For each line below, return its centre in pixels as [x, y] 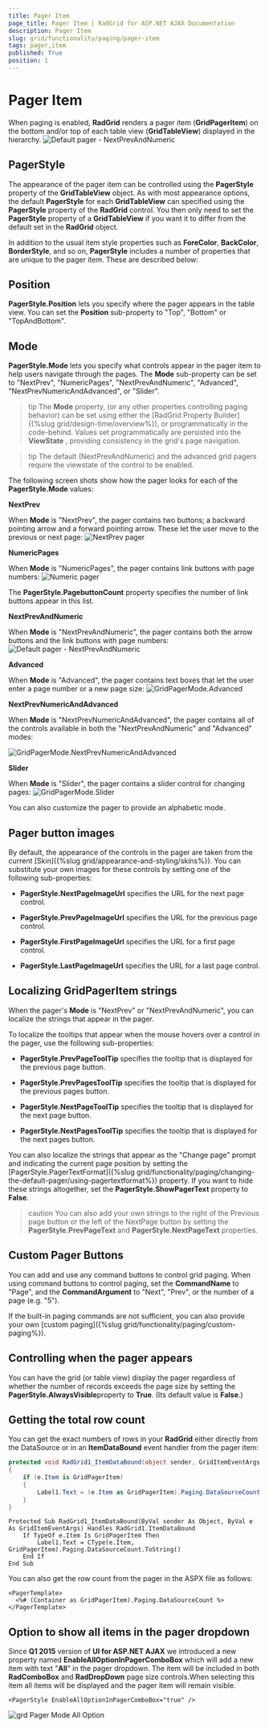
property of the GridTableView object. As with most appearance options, [129, 193]
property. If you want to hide [206, 1180]
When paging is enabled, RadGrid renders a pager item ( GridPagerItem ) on [133, 122]
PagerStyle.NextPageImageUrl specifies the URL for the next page [132, 894]
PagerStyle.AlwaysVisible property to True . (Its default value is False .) [126, 1395]
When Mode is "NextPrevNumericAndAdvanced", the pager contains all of [131, 720]
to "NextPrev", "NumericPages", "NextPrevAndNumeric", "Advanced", [123, 383]
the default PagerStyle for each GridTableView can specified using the [126, 201]
